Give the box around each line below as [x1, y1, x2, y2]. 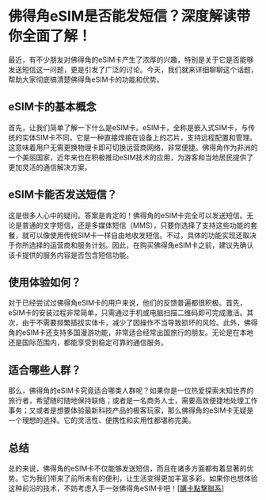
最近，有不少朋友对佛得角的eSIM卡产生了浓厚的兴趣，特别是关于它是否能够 [8, 55, 254, 64]
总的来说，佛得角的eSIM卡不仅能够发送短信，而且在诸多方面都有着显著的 [8, 463, 247, 473]
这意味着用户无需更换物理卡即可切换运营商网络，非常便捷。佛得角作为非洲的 [8, 142, 258, 152]
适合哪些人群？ [8, 363, 82, 377]
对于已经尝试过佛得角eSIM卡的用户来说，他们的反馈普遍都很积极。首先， [8, 298, 247, 308]
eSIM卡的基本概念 [8, 100, 97, 113]
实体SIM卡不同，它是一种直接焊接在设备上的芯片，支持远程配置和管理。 [21, 133, 257, 142]
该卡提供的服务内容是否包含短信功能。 [8, 250, 133, 260]
